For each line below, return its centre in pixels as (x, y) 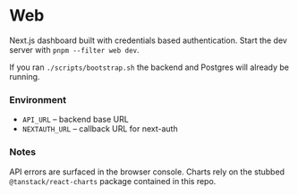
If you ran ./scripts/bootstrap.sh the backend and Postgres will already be (149, 67)
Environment (38, 99)
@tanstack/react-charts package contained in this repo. (113, 181)
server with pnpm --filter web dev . (75, 49)
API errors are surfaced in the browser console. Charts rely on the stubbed (147, 172)
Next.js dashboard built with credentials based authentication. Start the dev (149, 40)
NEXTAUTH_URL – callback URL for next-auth (100, 129)
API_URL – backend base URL (76, 119)
